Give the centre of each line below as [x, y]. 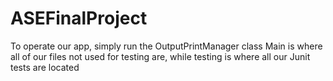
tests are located [45, 67]
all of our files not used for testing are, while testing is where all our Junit [160, 56]
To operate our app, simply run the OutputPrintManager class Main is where [166, 46]
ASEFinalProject [79, 18]
